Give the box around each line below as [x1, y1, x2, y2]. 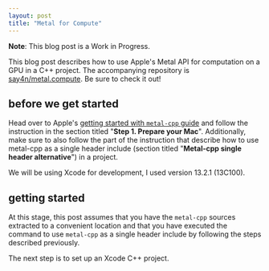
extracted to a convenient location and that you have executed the [8, 221, 227, 231]
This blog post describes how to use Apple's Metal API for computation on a [8, 57, 261, 67]
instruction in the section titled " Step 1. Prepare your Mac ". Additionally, [8, 127, 247, 136]
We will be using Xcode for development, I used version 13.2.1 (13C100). [8, 168, 246, 177]
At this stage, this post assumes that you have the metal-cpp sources [8, 212, 236, 222]
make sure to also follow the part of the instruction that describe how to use [8, 135, 259, 145]
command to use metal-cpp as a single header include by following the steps [8, 229, 262, 239]
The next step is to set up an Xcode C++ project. [8, 253, 169, 263]
